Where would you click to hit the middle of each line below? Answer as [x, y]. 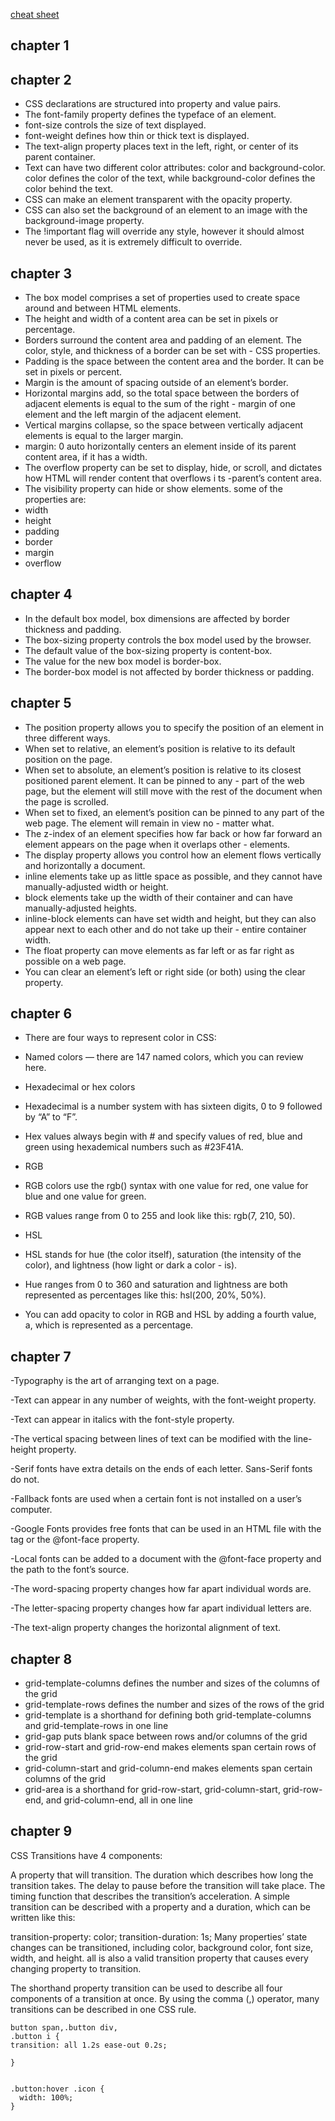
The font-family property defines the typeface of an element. [150, 115]
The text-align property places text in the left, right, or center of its [161, 146]
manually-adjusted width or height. [96, 886]
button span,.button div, [64, 2027]
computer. [31, 1510]
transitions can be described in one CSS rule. [103, 2009]
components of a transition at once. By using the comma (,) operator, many [165, 1998]
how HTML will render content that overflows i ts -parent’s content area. [173, 478]
